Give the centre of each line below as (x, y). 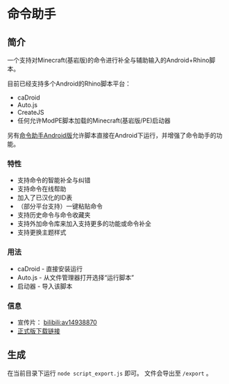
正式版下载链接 (39, 330)
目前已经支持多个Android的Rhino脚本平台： (69, 83)
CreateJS (31, 112)
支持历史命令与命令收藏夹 (54, 215)
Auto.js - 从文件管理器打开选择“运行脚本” (76, 277)
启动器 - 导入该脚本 (45, 286)
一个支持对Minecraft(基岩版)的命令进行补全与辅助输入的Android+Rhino (108, 60)
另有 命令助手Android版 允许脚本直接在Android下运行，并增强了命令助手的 (112, 135)
